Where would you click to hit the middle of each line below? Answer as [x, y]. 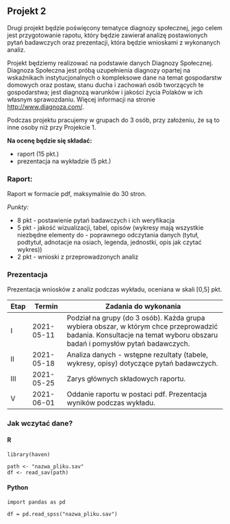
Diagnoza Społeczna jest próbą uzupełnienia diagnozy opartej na [99, 70]
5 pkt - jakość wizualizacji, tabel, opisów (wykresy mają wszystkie [110, 228]
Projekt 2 [27, 11]
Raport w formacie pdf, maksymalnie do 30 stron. [77, 194]
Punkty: [18, 207]
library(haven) [29, 454]
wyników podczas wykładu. [111, 403]
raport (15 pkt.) [38, 154]
